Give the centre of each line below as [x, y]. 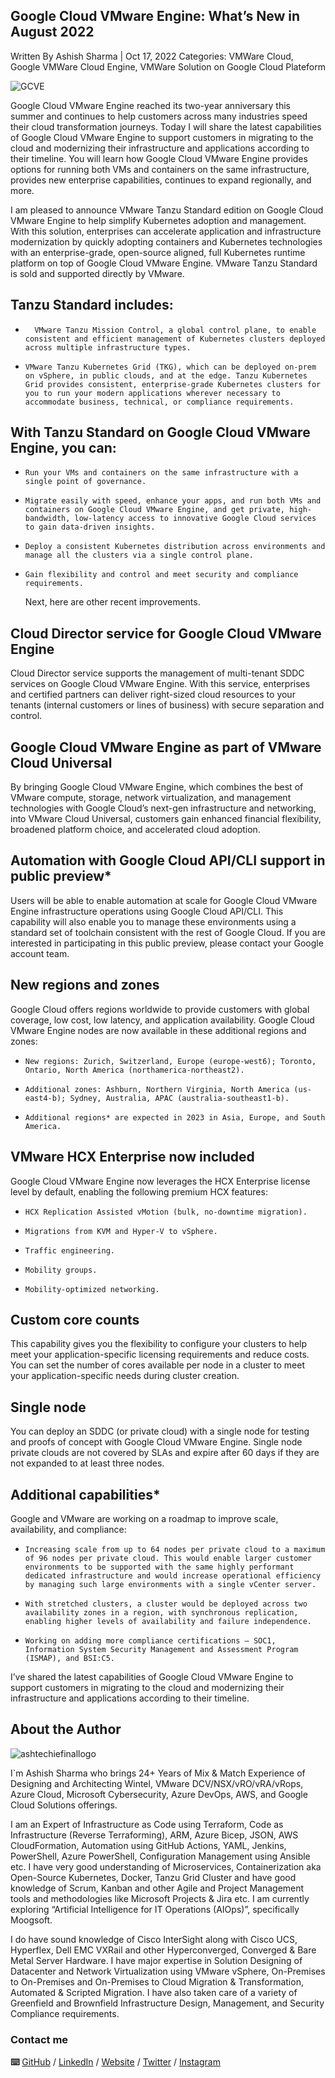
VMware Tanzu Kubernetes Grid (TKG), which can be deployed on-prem [170, 367]
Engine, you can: [63, 448]
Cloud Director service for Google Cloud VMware [166, 633]
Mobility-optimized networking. [92, 1289]
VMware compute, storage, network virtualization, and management [151, 798]
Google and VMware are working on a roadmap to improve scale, [144, 1518]
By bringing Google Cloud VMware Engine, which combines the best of [157, 787]
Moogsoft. [31, 1920]
